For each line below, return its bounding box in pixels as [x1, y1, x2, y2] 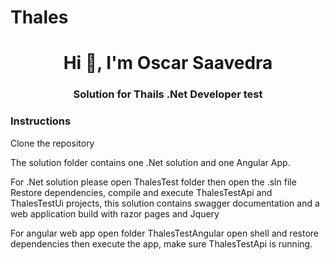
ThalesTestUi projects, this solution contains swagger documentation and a [10, 197, 320, 209]
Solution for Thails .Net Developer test [73, 87, 263, 101]
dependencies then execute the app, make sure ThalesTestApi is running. [10, 237, 313, 250]
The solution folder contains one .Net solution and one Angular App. [10, 156, 291, 168]
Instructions [10, 114, 72, 128]
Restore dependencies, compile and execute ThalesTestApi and [10, 186, 273, 198]
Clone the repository [10, 137, 95, 149]
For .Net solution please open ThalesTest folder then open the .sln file [10, 176, 297, 188]
